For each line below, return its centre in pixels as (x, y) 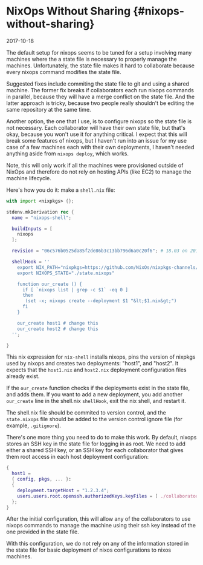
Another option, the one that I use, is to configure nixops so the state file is (99, 121)
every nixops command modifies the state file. (64, 72)
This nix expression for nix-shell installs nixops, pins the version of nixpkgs (101, 357)
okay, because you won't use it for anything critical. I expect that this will (97, 134)
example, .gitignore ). (34, 425)
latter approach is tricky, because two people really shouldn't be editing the (100, 103)
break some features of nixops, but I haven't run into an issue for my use (97, 140)
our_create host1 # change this (58, 323)
